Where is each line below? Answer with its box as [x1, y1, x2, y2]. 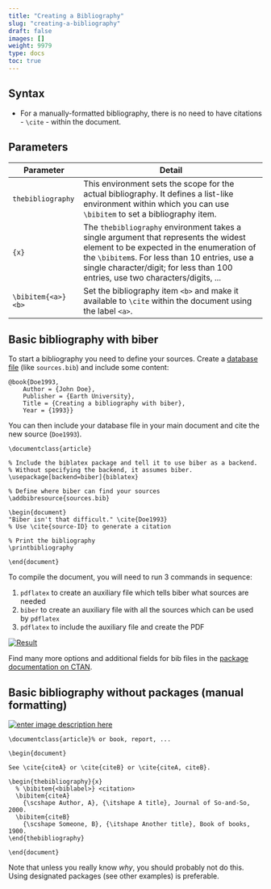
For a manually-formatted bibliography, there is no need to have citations [19, 108, 262, 118]
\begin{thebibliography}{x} [8, 777, 103, 786]
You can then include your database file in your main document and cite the [8, 421, 260, 431]
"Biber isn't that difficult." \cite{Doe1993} [8, 516, 168, 524]
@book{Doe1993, [8, 378, 60, 386]
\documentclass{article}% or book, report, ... [8, 735, 172, 744]
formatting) [8, 698, 67, 712]
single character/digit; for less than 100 [83, 262, 233, 273]
